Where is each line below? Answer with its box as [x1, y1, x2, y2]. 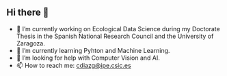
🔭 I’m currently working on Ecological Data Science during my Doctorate [16, 24, 220, 33]
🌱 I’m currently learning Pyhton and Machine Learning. [16, 46, 170, 54]
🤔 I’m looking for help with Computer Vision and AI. [16, 54, 160, 62]
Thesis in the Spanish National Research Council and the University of [16, 32, 214, 40]
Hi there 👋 [6, 7, 49, 18]
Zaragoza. [16, 39, 45, 47]
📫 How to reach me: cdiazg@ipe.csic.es [16, 61, 131, 69]
